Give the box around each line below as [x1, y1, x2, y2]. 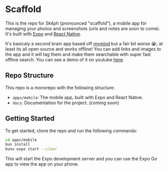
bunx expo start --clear [5, 147, 57, 152]
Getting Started [5, 114, 55, 123]
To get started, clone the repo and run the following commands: [5, 127, 137, 134]
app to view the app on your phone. [5, 161, 79, 167]
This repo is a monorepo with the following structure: [5, 84, 115, 91]
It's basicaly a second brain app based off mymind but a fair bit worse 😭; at [5, 40, 163, 46]
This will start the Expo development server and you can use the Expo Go [5, 156, 157, 162]
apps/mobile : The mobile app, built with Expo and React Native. [12, 94, 143, 100]
